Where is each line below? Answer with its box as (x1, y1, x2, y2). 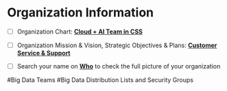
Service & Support (16, 49, 71, 57)
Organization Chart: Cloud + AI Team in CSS (16, 27, 143, 36)
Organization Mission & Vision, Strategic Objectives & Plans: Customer (16, 41, 217, 49)
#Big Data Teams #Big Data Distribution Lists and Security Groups (7, 76, 194, 84)
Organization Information (7, 5, 154, 21)
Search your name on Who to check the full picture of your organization (16, 62, 221, 70)
